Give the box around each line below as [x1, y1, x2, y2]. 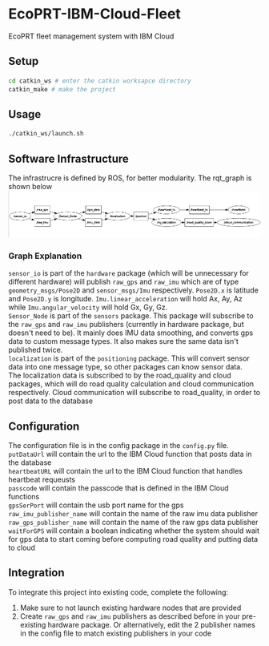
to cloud [8, 543, 36, 552]
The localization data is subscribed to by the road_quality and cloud [8, 370, 232, 381]
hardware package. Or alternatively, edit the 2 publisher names [47, 620, 256, 629]
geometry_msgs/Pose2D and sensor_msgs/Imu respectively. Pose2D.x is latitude [8, 285, 259, 295]
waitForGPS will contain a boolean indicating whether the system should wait [8, 526, 260, 535]
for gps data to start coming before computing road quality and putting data [8, 534, 259, 543]
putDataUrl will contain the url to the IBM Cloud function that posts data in [8, 449, 252, 458]
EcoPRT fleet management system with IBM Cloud [8, 31, 175, 41]
